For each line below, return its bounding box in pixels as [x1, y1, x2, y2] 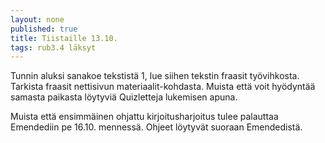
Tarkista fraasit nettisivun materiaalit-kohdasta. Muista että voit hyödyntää [10, 81, 316, 93]
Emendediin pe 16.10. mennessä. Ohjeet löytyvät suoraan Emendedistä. [10, 121, 303, 133]
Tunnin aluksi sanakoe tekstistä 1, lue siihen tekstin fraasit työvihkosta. [10, 70, 300, 82]
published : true [10, 24, 78, 34]
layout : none [10, 14, 65, 25]
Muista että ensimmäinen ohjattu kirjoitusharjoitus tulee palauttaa [10, 111, 279, 123]
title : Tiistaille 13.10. [10, 33, 118, 43]
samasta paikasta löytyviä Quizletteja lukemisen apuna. [10, 91, 238, 103]
